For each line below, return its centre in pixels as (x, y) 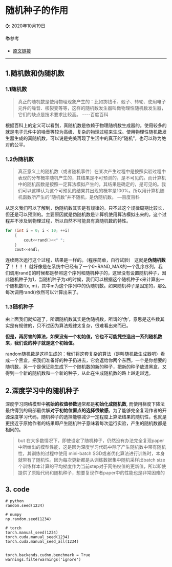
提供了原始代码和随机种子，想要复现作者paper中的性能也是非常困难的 (91, 473)
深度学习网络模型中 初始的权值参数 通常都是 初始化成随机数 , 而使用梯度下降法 (85, 404)
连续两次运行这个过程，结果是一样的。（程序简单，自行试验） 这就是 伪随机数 (85, 260)
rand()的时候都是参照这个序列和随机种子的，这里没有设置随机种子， (90, 273)
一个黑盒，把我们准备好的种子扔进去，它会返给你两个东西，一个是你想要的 (88, 360)
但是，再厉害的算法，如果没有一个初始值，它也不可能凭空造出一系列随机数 (84, 336)
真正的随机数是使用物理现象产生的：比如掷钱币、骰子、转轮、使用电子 (92, 101)
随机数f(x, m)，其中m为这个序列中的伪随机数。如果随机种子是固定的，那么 (88, 286)
